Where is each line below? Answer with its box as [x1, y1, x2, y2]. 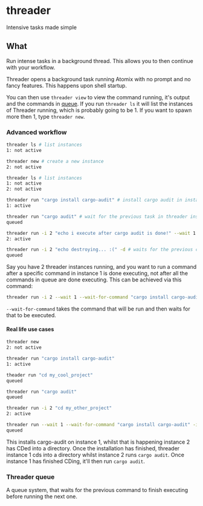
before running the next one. [6, 493, 77, 500]
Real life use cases [6, 325, 54, 333]
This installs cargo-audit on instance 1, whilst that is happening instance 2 [6, 438, 190, 445]
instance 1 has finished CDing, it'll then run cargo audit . [6, 458, 145, 465]
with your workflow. [6, 64, 56, 71]
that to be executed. [6, 312, 56, 319]
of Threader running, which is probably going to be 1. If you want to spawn [6, 107, 192, 114]
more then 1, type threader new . [6, 113, 86, 120]
